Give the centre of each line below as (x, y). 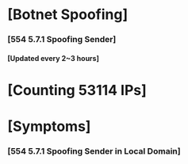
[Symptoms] (49, 126)
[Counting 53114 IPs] (77, 90)
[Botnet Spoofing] (68, 15)
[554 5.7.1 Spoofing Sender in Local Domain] (94, 151)
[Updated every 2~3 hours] (54, 58)
